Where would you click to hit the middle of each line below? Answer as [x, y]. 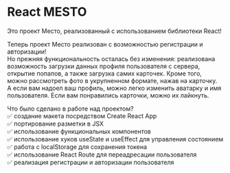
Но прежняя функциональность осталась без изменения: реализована [111, 58]
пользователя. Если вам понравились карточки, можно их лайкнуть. [108, 95]
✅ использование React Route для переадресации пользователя [102, 154]
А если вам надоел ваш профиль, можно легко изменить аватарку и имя [114, 88]
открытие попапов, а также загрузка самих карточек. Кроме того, [105, 73]
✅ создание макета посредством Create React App [82, 116]
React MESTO [47, 12]
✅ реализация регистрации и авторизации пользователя [91, 162]
